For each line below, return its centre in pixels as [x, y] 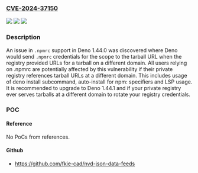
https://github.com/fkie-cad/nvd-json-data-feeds [75, 164]
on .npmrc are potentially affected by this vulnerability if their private [90, 69]
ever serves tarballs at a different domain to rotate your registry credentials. [98, 94]
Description [23, 37]
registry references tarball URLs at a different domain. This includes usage [97, 75]
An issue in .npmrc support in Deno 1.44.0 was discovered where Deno [92, 50]
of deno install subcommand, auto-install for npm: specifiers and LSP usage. [99, 82]
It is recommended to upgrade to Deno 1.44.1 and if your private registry [94, 88]
